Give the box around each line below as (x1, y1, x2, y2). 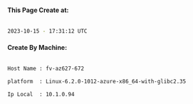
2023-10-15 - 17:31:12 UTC (7, 28, 88, 35)
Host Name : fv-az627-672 (7, 65, 84, 73)
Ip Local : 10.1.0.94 (7, 91, 75, 98)
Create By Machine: (7, 43, 68, 51)
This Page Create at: (7, 6, 69, 14)
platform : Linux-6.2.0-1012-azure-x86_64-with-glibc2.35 (7, 78, 187, 85)
